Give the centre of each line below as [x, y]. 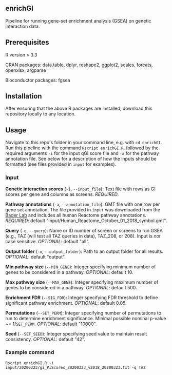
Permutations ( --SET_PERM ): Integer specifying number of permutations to [83, 313]
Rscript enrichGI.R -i [30, 363]
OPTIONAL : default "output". [35, 256]
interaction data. [23, 26]
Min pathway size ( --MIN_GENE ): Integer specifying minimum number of [81, 267]
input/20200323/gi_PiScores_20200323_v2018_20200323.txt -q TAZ [75, 367]
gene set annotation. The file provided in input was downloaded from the [83, 209]
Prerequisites [27, 42]
